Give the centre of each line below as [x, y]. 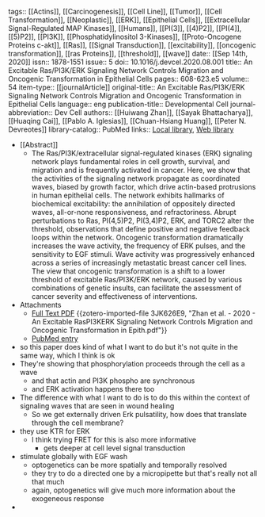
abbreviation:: [30, 113]
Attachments [40, 305]
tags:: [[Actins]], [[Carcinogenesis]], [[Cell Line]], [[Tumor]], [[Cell [115, 11]
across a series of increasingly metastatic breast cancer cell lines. [139, 262]
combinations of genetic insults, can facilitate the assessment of [136, 288]
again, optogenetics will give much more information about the [133, 490]
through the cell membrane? [78, 423]
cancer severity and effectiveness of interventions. [114, 296]
